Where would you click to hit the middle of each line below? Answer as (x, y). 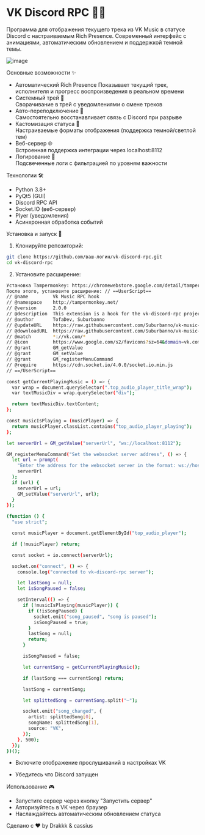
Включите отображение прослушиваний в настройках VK (91, 763)
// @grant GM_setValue (45, 354)
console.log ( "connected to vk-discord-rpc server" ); (86, 572)
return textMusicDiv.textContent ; (56, 404)
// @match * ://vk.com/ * (46, 337)
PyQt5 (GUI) (30, 196)
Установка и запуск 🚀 (34, 234)
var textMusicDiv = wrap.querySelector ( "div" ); (74, 393)
